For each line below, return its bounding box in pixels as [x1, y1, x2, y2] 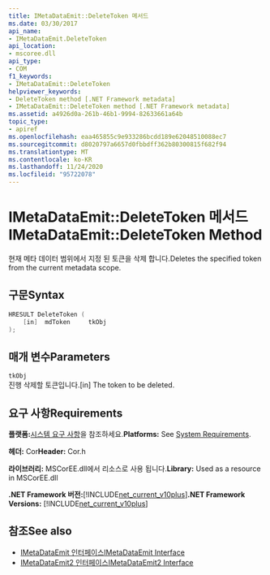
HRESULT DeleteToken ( [8, 310, 85, 318]
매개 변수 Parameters [8, 350, 111, 364]
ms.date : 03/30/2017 [8, 19, 79, 28]
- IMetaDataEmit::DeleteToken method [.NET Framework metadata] [8, 102, 230, 110]
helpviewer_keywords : [8, 87, 82, 96]
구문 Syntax [8, 288, 65, 302]
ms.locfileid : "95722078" [8, 171, 96, 179]
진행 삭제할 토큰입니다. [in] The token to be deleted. [8, 380, 175, 390]
